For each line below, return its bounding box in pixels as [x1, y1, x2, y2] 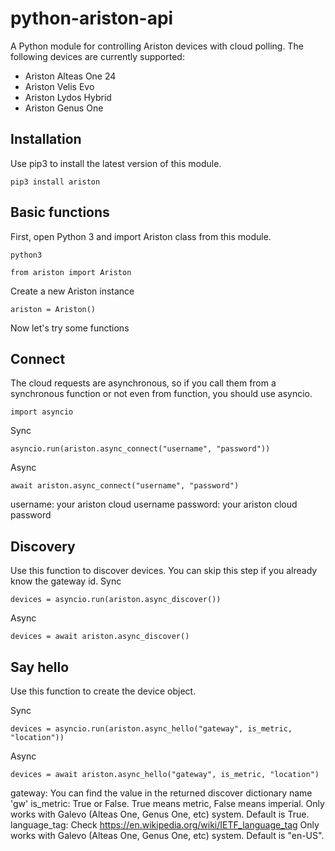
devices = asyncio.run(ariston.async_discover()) [10, 595, 222, 605]
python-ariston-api [10, 7, 174, 30]
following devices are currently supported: [10, 50, 185, 62]
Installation [10, 131, 82, 148]
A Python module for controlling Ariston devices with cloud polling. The [10, 40, 304, 52]
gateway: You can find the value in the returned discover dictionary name [10, 787, 313, 799]
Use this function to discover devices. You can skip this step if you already [10, 565, 318, 577]
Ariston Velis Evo [24, 80, 95, 92]
